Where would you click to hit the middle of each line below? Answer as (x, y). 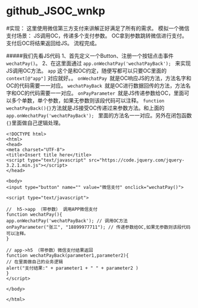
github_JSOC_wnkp (56, 11)
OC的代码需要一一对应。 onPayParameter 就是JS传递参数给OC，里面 (100, 93)
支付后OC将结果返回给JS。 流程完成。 (53, 43)
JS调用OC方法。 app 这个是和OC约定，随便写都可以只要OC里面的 (87, 70)
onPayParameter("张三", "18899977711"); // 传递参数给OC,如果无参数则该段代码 (98, 227)
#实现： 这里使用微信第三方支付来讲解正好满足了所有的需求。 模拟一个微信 (98, 28)
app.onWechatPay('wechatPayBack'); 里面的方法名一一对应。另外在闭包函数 (99, 115)
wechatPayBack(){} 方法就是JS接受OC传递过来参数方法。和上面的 (85, 108)
